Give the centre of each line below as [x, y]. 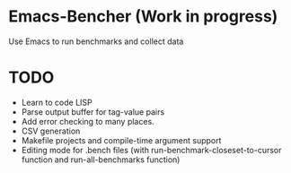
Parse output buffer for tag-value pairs [93, 112]
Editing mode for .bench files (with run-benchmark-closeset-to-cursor [151, 150]
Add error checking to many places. [88, 121]
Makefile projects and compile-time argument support [121, 140]
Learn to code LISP [57, 102]
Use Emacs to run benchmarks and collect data [96, 41]
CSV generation [51, 131]
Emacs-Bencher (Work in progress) [143, 17]
